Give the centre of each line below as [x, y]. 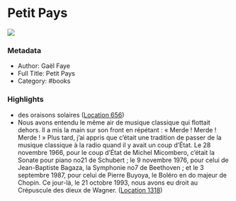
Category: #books [44, 81]
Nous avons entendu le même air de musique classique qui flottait [114, 122]
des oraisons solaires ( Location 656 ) [71, 115]
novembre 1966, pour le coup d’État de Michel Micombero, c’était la [116, 152]
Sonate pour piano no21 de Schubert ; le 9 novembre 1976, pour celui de [123, 160]
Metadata [24, 50]
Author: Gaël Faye [44, 66]
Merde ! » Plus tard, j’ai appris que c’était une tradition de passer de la [119, 137]
